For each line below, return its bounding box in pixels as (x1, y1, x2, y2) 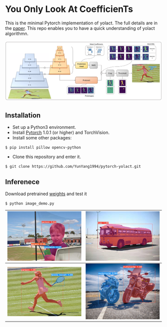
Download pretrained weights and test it (5, 191, 87, 197)
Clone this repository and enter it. (12, 154, 81, 160)
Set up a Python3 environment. (12, 124, 76, 130)
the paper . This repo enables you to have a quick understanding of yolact (5, 25, 155, 31)
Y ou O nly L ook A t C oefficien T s (5, 3, 133, 15)
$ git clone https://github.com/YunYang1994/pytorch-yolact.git (5, 164, 141, 169)
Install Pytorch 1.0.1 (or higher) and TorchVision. (12, 129, 110, 135)
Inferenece (5, 178, 40, 186)
